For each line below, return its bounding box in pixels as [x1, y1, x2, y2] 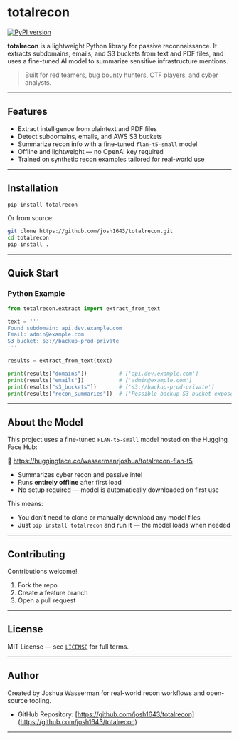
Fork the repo [17, 581, 58, 589]
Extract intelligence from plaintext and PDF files [17, 124, 158, 133]
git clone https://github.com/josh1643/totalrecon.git [7, 227, 174, 235]
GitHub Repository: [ [17, 710, 78, 719]
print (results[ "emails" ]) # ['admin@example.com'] [7, 376, 193, 384]
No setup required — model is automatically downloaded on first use [17, 485, 219, 494]
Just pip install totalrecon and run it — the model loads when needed [17, 521, 231, 530]
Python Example [7, 289, 65, 299]
